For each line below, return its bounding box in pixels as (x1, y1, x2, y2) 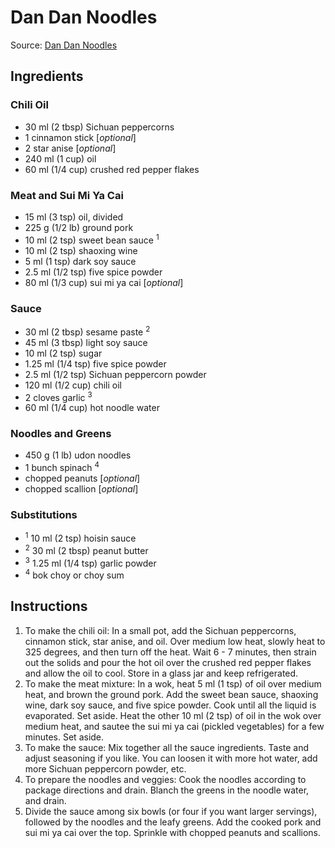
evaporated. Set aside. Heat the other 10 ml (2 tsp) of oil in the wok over (24, 709, 322, 721)
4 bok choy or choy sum (24, 567, 125, 581)
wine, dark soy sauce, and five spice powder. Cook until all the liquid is (24, 699, 317, 711)
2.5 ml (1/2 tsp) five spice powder (24, 266, 163, 278)
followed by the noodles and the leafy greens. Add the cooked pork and (24, 816, 322, 828)
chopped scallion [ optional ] (24, 483, 139, 495)
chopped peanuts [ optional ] (24, 472, 141, 485)
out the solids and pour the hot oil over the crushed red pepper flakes (24, 656, 312, 668)
